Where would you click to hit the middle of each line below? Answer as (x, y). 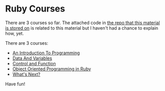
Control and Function (34, 63)
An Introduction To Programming (46, 53)
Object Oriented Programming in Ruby (52, 69)
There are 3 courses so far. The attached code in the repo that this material (82, 23)
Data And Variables (32, 58)
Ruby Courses (35, 9)
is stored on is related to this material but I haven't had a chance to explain (82, 28)
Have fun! (15, 84)
